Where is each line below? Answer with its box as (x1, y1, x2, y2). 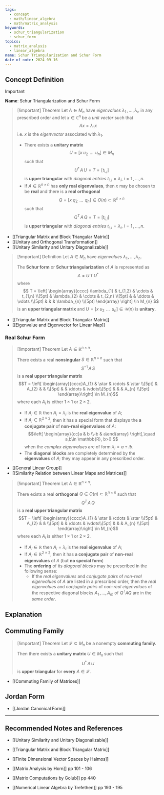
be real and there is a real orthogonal (24, 188, 101, 194)
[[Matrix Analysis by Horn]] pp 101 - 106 (12, 766, 92, 771)
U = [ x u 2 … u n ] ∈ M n (69, 150, 114, 157)
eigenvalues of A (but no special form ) (24, 557, 104, 563)
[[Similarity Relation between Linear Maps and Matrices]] (12, 470, 127, 476)
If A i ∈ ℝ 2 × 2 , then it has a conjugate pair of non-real (24, 551, 133, 558)
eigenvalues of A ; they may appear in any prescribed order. (24, 455, 145, 461)
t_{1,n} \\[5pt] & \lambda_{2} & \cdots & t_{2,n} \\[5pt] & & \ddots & (21, 293, 155, 299)
